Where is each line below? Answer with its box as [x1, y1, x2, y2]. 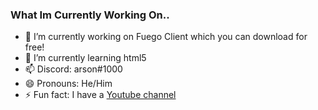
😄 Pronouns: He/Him [24, 78, 113, 90]
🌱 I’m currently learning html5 [24, 52, 147, 64]
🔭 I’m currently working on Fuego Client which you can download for [24, 31, 308, 43]
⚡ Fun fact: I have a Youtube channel [24, 89, 177, 101]
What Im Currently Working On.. [10, 8, 170, 22]
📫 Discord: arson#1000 [24, 63, 123, 75]
